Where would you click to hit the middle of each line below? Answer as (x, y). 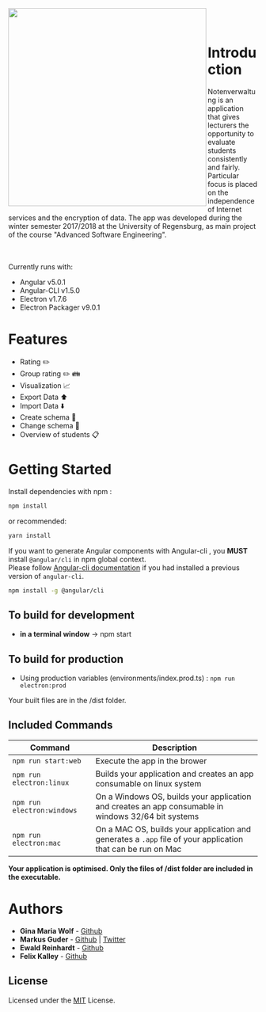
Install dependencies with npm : (60, 491)
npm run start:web (47, 761)
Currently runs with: (41, 266)
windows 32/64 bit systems (147, 816)
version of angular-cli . (46, 576)
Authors (36, 909)
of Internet (225, 209)
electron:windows (45, 810)
